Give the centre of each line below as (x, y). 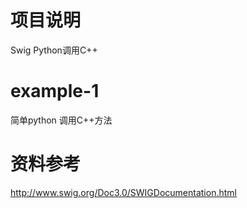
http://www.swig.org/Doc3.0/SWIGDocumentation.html (123, 192)
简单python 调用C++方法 (61, 120)
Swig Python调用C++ (54, 50)
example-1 (55, 91)
